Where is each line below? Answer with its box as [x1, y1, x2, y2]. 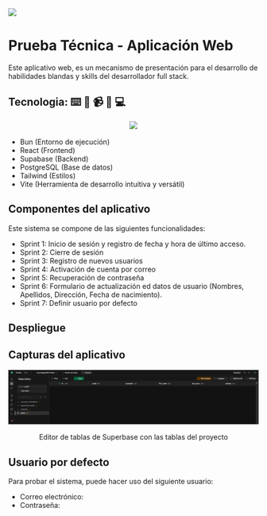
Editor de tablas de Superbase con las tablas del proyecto [38, 432, 229, 442]
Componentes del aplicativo [8, 202, 151, 216]
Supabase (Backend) [19, 154, 89, 163]
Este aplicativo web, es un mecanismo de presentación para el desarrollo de [8, 63, 258, 72]
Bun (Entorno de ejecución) [19, 137, 110, 147]
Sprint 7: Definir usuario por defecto [19, 298, 137, 307]
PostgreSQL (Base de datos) [19, 162, 114, 172]
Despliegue [8, 321, 66, 334]
